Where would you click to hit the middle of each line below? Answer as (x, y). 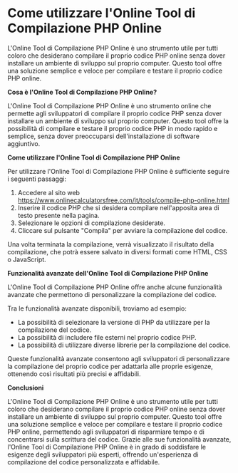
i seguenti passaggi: (37, 179)
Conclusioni (26, 388)
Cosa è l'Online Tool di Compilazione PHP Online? (82, 92)
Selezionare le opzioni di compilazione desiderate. (92, 223)
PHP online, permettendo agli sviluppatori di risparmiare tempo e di (106, 432)
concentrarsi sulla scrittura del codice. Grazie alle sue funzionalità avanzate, (119, 439)
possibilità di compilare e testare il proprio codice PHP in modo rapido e (113, 128)
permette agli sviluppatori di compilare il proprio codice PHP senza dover (115, 113)
